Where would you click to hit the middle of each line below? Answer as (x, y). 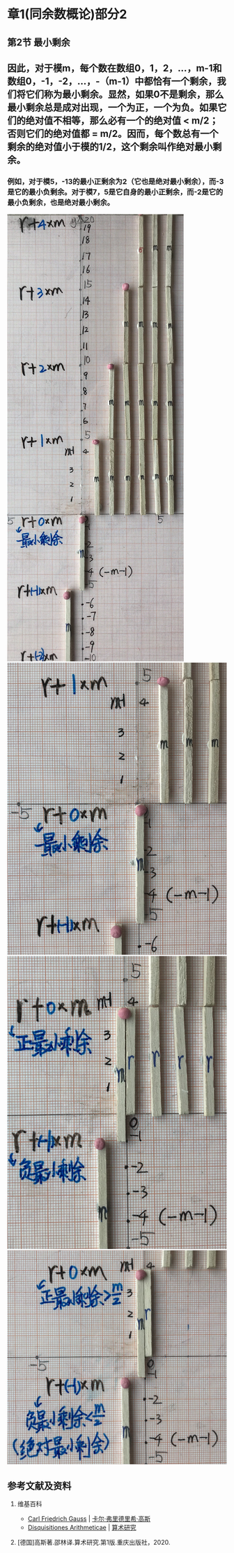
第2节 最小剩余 (39, 42)
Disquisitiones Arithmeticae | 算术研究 (82, 1527)
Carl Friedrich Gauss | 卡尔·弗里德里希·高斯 (89, 1518)
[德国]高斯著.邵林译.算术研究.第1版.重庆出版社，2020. (94, 1542)
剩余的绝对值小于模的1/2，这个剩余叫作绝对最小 (110, 146)
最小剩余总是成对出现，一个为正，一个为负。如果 (112, 107)
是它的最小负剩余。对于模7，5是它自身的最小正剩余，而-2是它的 (115, 191)
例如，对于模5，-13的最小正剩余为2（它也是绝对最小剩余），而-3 (116, 181)
